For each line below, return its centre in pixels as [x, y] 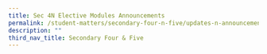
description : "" [35, 30]
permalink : [26, 23]
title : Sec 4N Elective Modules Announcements [87, 15]
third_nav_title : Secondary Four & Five [76, 38]
